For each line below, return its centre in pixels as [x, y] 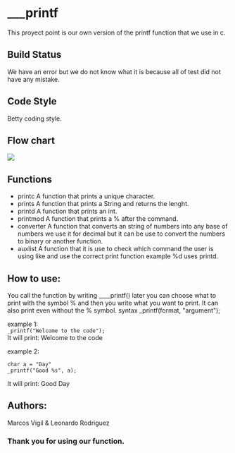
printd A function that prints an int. [67, 211]
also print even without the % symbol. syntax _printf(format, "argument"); [114, 310]
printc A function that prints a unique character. [86, 196]
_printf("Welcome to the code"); [56, 331]
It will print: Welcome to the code [55, 338]
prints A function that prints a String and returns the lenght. [103, 204]
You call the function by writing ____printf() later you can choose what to [112, 295]
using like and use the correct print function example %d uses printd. [118, 256]
